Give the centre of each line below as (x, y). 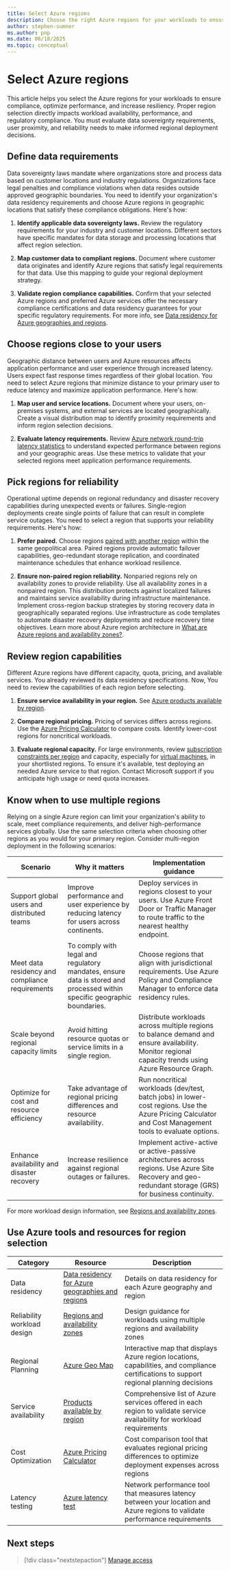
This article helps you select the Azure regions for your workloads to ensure (114, 98)
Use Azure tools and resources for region (97, 1233)
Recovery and (161, 1177)
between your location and (167, 1502)
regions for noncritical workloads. (64, 736)
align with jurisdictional (176, 963)
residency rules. (164, 997)
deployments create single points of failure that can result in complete (106, 513)
